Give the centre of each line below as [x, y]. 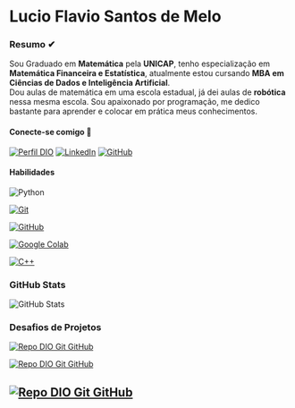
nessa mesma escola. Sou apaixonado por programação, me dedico [135, 102]
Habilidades [32, 173]
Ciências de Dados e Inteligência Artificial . [90, 83]
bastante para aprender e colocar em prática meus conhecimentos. [133, 111]
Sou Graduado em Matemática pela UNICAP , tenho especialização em [140, 64]
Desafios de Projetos [55, 327]
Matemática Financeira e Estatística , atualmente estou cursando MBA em [147, 73]
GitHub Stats [38, 285]
